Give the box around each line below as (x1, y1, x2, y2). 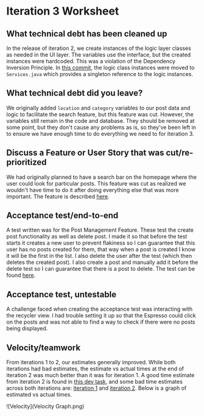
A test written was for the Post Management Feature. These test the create (6, 226, 194, 234)
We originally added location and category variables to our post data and (6, 104, 191, 111)
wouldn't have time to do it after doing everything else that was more (6, 186, 179, 193)
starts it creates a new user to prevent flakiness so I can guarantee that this (6, 239, 195, 247)
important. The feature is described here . (6, 193, 110, 200)
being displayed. (6, 325, 48, 332)
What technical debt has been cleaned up (6, 29, 167, 39)
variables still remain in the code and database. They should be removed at (6, 117, 195, 124)
